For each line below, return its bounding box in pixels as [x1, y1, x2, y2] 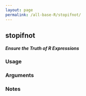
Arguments [5, 72, 34, 79]
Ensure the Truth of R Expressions [5, 45, 79, 52]
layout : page [5, 7, 33, 13]
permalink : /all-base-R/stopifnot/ [5, 12, 81, 17]
